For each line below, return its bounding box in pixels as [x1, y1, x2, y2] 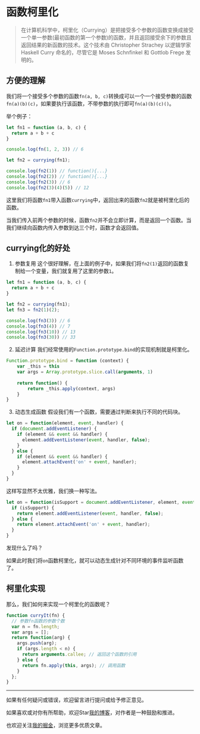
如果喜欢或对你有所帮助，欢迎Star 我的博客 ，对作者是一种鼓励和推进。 [6, 709, 178, 716]
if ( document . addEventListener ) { [11, 426, 97, 432]
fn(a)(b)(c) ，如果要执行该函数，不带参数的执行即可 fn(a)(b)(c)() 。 [6, 100, 174, 107]
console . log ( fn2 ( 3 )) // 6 [6, 179, 70, 185]
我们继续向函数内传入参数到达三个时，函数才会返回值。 [6, 224, 142, 231]
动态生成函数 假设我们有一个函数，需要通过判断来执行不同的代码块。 [14, 408, 183, 415]
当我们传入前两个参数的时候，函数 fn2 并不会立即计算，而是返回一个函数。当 [6, 216, 192, 224]
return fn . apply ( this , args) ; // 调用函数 [21, 662, 126, 668]
